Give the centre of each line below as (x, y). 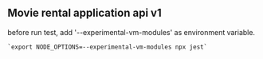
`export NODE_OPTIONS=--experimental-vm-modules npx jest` (108, 47)
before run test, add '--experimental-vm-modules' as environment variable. (131, 32)
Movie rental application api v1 (84, 13)
